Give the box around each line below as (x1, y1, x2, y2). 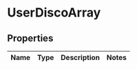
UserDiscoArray (7, 5, 101, 21)
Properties (7, 32, 54, 44)
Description (61, 53, 100, 62)
